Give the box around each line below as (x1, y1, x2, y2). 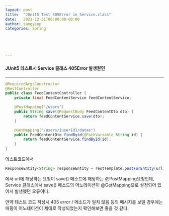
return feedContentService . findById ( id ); (23, 137, 112, 142)
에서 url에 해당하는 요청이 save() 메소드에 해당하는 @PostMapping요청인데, (5, 175, 154, 181)
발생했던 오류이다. (14, 188, 50, 194)
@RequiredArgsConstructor (5, 81, 59, 86)
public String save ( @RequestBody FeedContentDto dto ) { (14, 109, 134, 115)
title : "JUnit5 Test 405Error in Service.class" (5, 12, 112, 17)
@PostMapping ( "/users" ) (14, 104, 64, 110)
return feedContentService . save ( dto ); (23, 114, 105, 119)
